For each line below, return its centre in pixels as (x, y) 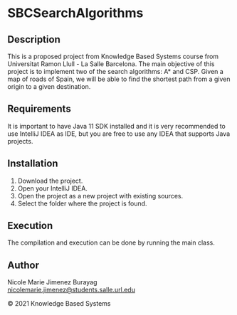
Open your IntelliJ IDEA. (52, 188)
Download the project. (50, 181)
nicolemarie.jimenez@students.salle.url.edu (71, 290)
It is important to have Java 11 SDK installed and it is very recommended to (116, 126)
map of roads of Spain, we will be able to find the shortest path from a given (119, 79)
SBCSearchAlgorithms (75, 13)
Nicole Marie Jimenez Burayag (52, 282)
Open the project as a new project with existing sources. (100, 196)
